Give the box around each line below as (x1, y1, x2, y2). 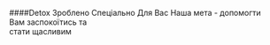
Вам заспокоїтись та (9, 17, 88, 27)
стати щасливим (9, 26, 73, 36)
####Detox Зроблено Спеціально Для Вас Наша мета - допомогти (9, 8, 261, 18)
